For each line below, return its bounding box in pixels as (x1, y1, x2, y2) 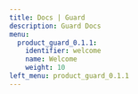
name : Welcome (25, 55, 77, 64)
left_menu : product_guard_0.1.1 (9, 72, 129, 81)
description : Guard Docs (9, 21, 101, 30)
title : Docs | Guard (9, 13, 86, 22)
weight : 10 (25, 64, 66, 73)
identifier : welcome (25, 47, 101, 56)
